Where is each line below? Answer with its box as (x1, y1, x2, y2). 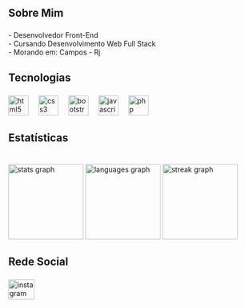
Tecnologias (8, 71, 71, 84)
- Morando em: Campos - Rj (8, 47, 101, 57)
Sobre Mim (8, 6, 64, 20)
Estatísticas (8, 132, 69, 145)
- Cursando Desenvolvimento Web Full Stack (8, 39, 156, 49)
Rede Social (8, 255, 69, 269)
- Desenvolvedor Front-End (8, 30, 98, 40)
